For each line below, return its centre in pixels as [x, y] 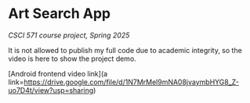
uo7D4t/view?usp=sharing [51, 90]
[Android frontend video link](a [58, 73]
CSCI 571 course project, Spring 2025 [69, 35]
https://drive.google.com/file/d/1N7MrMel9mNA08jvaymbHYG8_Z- [132, 82]
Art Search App [60, 14]
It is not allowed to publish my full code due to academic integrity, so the [125, 50]
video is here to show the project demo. [72, 59]
